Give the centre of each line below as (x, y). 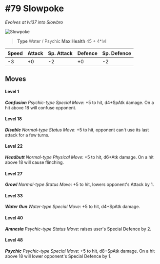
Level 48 (14, 240)
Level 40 (14, 218)
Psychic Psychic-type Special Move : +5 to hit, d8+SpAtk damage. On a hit (80, 251)
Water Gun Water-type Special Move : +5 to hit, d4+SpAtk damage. (73, 207)
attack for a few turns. (27, 135)
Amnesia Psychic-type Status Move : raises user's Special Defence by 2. (78, 229)
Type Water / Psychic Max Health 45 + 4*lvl (61, 41)
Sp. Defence (117, 53)
